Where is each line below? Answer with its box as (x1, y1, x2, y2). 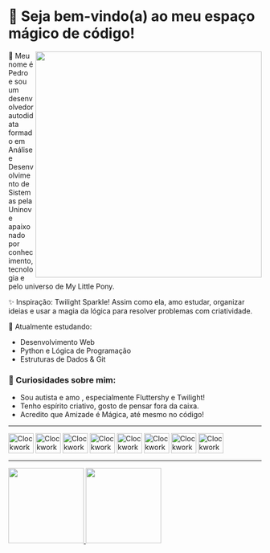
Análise (8, 145, 34, 154)
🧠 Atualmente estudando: (8, 322, 92, 331)
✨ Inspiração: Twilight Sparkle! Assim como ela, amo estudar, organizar (8, 297, 245, 306)
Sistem (8, 187, 31, 197)
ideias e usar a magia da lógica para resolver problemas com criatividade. (8, 305, 253, 316)
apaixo (8, 221, 31, 231)
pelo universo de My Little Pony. (8, 281, 115, 291)
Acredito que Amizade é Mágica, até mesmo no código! (19, 410, 205, 420)
